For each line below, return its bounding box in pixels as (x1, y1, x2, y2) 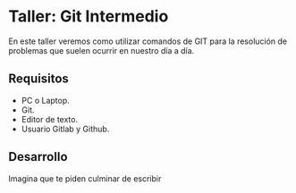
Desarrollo (8, 149, 68, 164)
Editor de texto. (21, 113, 78, 124)
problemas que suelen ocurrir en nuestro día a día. (8, 45, 195, 55)
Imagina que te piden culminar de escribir (8, 172, 162, 184)
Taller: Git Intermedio (8, 6, 169, 27)
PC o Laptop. (21, 95, 71, 105)
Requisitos (8, 71, 69, 87)
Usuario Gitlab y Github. (21, 123, 110, 134)
